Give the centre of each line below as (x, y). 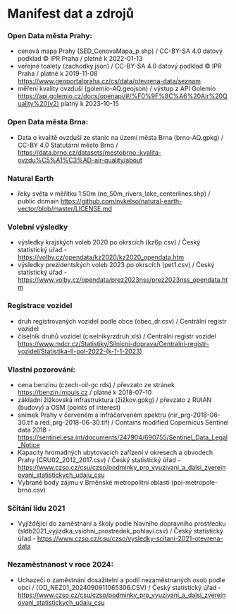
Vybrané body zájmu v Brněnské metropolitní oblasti (94, 482)
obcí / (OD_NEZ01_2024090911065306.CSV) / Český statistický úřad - (119, 587)
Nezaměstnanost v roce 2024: (61, 565)
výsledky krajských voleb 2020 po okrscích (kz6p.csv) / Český (109, 242)
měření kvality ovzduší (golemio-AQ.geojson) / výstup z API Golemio (117, 89)
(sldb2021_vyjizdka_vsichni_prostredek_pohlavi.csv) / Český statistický (120, 531)
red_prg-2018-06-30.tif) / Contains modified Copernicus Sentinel (134, 422)
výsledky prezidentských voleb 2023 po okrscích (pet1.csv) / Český (116, 265)
